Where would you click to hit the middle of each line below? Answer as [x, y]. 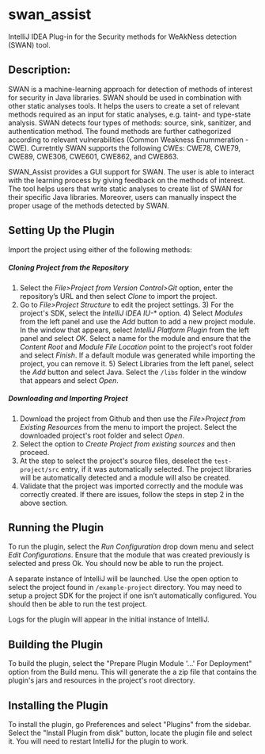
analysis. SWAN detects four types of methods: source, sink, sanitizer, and [130, 122]
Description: [40, 70]
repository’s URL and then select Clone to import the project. [118, 296]
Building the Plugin [56, 644]
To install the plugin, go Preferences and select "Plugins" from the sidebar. [130, 724]
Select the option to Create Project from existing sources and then [127, 444]
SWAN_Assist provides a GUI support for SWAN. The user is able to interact [131, 171]
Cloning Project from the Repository [68, 268]
